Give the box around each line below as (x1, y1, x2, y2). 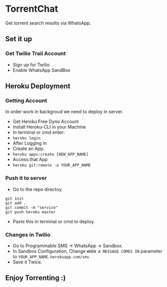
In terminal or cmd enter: (12, 129, 65, 136)
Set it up (5, 35, 32, 43)
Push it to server (5, 174, 47, 181)
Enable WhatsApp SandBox (12, 67, 70, 73)
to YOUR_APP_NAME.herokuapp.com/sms (12, 253, 89, 259)
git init (5, 196, 24, 201)
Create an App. (12, 146, 45, 152)
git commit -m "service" (5, 205, 58, 210)
